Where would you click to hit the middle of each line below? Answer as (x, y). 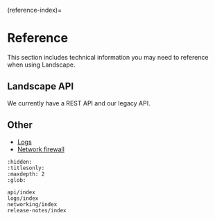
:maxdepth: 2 (26, 174)
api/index (21, 192)
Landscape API (41, 86)
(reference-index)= (35, 10)
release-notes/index (37, 210)
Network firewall (41, 149)
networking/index (32, 204)
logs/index (23, 198)
